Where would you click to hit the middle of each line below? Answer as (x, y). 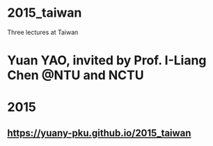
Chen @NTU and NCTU (76, 75)
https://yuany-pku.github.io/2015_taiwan (99, 133)
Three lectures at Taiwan (43, 32)
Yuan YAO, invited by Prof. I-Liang (107, 60)
